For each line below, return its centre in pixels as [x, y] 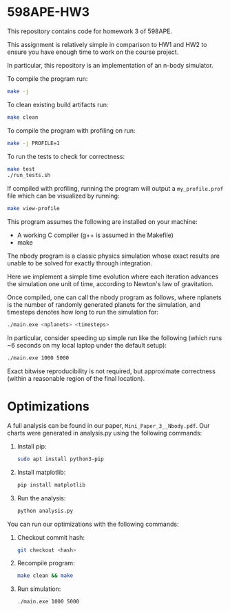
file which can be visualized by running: [63, 196]
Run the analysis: [41, 498]
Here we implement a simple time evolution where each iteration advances [113, 276]
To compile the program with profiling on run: [71, 130]
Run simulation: [39, 589]
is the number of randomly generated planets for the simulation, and [104, 305]
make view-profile [33, 209]
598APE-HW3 [49, 12]
